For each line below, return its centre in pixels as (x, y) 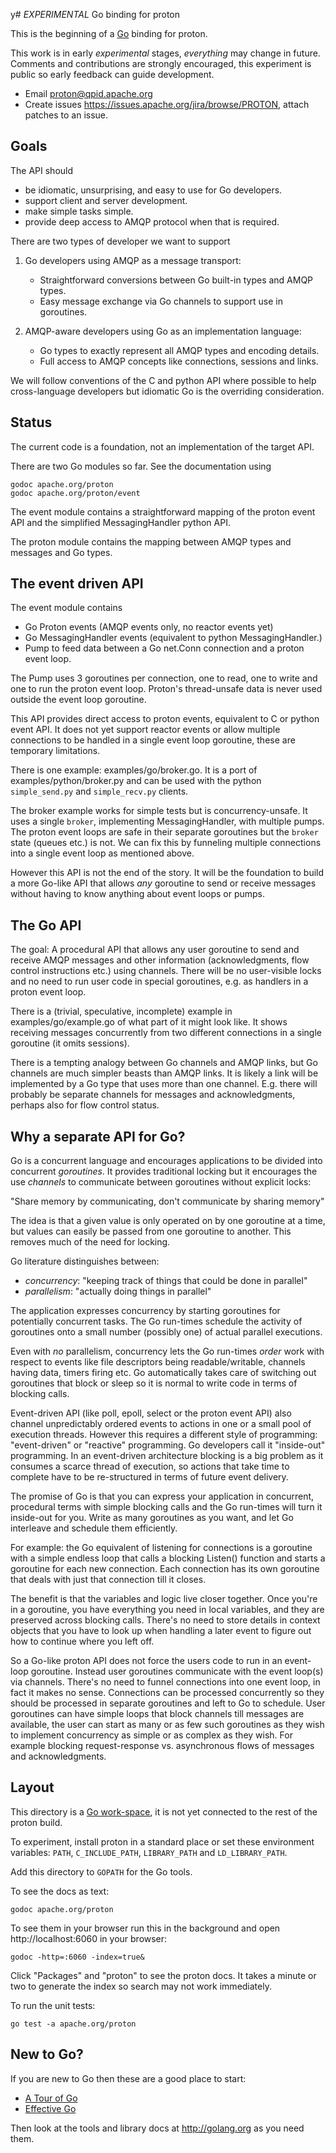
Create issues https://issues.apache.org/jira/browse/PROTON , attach (167, 104)
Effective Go (50, 2108)
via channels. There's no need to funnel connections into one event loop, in (165, 1682)
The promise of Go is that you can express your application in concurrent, (162, 1496)
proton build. (36, 1822)
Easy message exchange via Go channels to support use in (161, 301)
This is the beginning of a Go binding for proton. (109, 33)
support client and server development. (106, 200)
